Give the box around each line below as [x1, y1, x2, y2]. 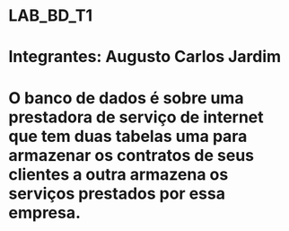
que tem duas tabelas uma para [8, 126, 248, 147]
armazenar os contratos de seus [8, 145, 255, 165]
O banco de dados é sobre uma [8, 87, 244, 108]
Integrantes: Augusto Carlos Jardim [8, 47, 282, 67]
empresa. [8, 202, 82, 223]
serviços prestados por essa [8, 183, 226, 203]
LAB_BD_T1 [8, 5, 93, 26]
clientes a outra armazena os [8, 164, 229, 184]
